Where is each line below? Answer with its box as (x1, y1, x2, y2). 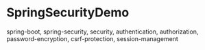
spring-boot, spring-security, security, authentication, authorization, (6, 27, 199, 36)
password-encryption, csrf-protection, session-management (6, 34, 179, 42)
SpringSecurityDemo (6, 5, 130, 21)
